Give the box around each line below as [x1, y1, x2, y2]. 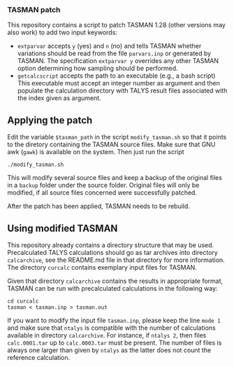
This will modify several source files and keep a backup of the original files [7, 174, 222, 182]
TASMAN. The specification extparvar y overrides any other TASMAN [17, 57, 219, 65]
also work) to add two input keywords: [7, 28, 117, 36]
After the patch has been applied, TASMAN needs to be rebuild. [7, 202, 191, 211]
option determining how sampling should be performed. [17, 64, 178, 73]
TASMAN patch [7, 5, 61, 15]
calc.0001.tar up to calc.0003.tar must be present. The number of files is [7, 338, 222, 347]
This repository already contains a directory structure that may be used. [7, 240, 214, 249]
